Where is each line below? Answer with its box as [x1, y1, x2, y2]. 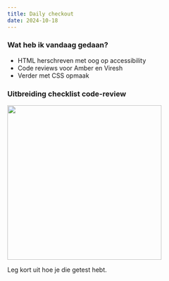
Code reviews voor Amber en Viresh [17, 64, 123, 72]
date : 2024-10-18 [7, 17, 58, 24]
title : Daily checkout [7, 10, 74, 18]
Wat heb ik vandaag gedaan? [7, 40, 108, 50]
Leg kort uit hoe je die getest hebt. [7, 265, 107, 274]
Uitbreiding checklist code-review [7, 89, 127, 99]
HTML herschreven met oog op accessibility [17, 56, 146, 64]
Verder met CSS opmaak [17, 71, 89, 80]
